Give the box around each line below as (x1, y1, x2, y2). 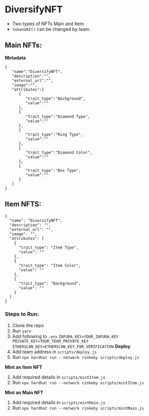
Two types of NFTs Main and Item (12, 21, 84, 27)
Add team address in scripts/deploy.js (12, 348, 97, 355)
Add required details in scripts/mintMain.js (12, 399, 106, 405)
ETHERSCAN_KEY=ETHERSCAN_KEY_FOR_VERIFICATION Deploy (12, 343, 131, 349)
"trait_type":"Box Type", (25, 168, 81, 173)
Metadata (5, 54, 26, 61)
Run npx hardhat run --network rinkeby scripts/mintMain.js (12, 405, 144, 411)
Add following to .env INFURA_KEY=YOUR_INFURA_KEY (12, 333, 119, 339)
